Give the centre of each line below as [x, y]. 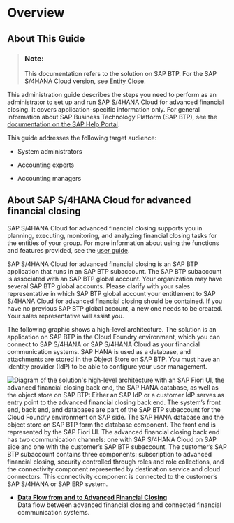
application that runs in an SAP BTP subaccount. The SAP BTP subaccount [115, 271]
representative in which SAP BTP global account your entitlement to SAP [111, 293]
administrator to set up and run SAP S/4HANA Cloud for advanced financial [116, 102]
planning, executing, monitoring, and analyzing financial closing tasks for [112, 235]
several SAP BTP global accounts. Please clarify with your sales [99, 286]
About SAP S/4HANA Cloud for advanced [99, 200]
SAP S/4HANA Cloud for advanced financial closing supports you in [105, 228]
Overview [36, 13]
